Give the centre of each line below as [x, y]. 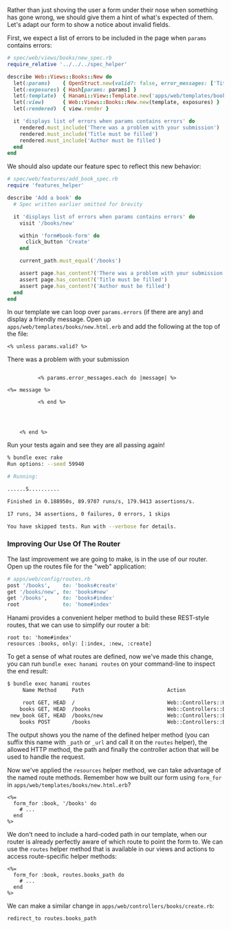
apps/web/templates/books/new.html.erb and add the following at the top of [114, 327]
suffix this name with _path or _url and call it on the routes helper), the [107, 742]
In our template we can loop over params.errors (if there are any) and [105, 312]
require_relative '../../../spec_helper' [67, 64]
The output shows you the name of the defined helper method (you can [108, 735]
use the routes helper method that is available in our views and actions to [111, 849]
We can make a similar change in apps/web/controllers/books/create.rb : [111, 906]
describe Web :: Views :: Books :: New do [59, 76]
